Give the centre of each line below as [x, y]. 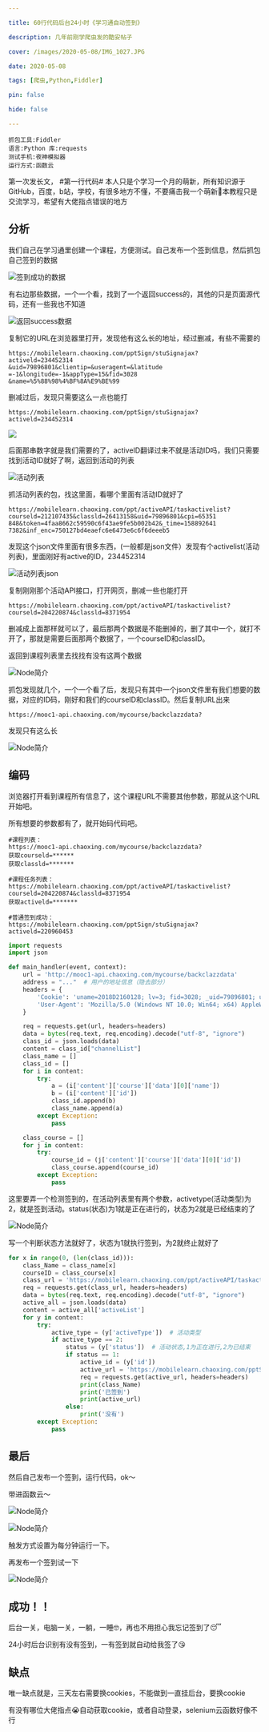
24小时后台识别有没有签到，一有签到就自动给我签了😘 [97, 1645]
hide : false [28, 110]
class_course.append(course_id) [105, 1168]
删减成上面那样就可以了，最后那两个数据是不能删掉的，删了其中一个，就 [127, 628]
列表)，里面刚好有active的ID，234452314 [77, 556]
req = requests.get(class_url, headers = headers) [105, 1288]
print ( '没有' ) [102, 1415]
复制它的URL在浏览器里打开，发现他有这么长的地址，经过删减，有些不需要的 [134, 338]
